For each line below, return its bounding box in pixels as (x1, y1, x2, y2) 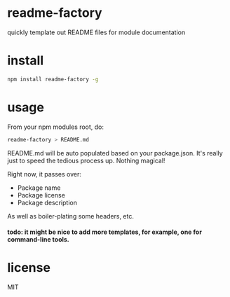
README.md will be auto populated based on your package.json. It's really (7, 148, 223, 157)
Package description (17, 198, 77, 207)
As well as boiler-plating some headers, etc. (7, 212, 135, 220)
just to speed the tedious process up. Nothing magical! (7, 156, 165, 165)
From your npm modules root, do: (7, 123, 104, 131)
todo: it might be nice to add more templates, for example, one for (7, 228, 202, 236)
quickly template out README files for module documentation (7, 28, 186, 36)
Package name (17, 184, 61, 192)
